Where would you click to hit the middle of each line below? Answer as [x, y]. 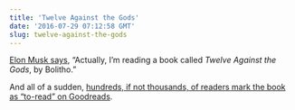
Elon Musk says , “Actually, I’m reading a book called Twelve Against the [143, 60]
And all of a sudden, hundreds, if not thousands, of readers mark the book [148, 87]
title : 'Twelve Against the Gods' [75, 18]
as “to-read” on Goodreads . [61, 96]
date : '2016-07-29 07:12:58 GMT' [72, 26]
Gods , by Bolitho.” [43, 69]
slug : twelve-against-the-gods [68, 34]
